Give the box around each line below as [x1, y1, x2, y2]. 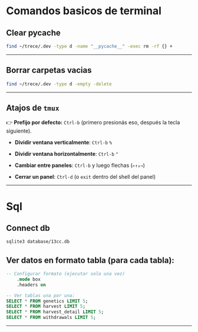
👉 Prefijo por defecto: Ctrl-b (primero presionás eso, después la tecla [6, 119, 180, 126]
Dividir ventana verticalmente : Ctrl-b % [14, 139, 113, 146]
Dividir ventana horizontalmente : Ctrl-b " [14, 150, 119, 157]
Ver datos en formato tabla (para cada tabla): [6, 255, 175, 265]
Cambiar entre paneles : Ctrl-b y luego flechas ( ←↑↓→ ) [14, 162, 146, 169]
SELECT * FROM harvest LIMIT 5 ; [6, 304, 85, 310]
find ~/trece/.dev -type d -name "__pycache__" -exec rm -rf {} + [6, 43, 173, 49]
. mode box [16, 276, 41, 282]
